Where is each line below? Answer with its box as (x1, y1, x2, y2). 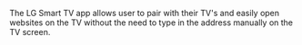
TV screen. (9, 27, 51, 37)
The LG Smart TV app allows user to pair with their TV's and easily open (9, 8, 280, 18)
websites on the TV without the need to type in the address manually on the (9, 17, 294, 28)
